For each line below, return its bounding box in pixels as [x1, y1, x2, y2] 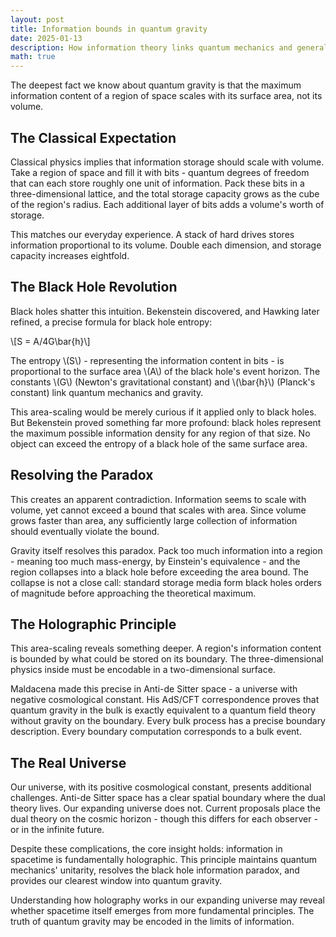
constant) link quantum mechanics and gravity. [10, 386, 204, 398]
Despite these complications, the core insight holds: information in [10, 843, 283, 855]
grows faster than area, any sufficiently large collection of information [10, 514, 298, 526]
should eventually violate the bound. [10, 525, 160, 537]
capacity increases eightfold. [10, 249, 130, 261]
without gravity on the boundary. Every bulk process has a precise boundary [10, 715, 326, 727]
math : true [10, 52, 56, 62]
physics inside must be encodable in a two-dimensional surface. [10, 664, 276, 676]
